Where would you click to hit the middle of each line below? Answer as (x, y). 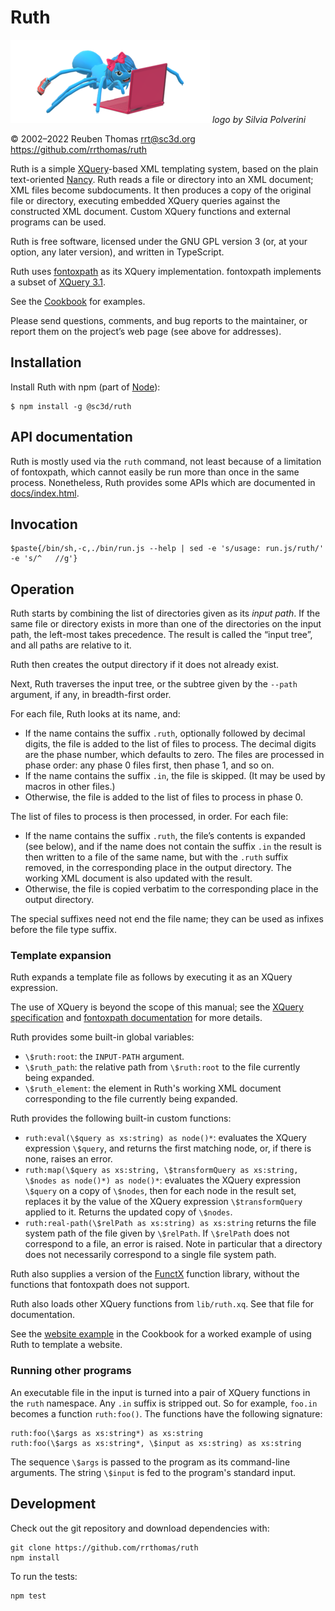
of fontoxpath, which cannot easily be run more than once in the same (155, 472)
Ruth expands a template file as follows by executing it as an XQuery (151, 977)
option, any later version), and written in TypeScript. (117, 252)
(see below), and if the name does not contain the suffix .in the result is (173, 847)
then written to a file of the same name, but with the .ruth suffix (156, 857)
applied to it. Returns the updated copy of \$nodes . (128, 1212)
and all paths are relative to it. (71, 645)
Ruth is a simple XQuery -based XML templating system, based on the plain (164, 168)
